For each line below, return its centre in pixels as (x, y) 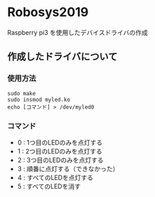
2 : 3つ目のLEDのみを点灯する (60, 160)
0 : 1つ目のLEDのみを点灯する (60, 142)
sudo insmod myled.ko (39, 100)
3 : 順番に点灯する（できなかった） (68, 168)
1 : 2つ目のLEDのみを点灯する (60, 151)
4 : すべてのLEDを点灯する (55, 177)
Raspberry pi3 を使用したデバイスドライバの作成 (78, 32)
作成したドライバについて (62, 57)
